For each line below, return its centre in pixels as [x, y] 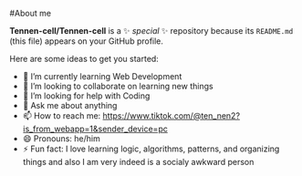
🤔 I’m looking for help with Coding [86, 96]
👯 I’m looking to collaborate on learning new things [118, 86]
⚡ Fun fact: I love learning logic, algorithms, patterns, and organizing [151, 149]
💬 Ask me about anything [70, 105]
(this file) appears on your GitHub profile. [87, 41]
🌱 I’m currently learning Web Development [102, 76]
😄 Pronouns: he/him [61, 139]
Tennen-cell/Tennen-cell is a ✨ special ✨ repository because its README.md [151, 31]
